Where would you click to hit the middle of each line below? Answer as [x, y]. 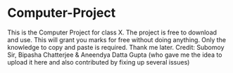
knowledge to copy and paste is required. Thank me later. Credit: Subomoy [116, 47]
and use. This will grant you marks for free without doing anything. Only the [117, 39]
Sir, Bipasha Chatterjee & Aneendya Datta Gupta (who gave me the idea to [115, 55]
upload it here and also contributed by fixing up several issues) [99, 62]
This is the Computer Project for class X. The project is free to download [112, 32]
